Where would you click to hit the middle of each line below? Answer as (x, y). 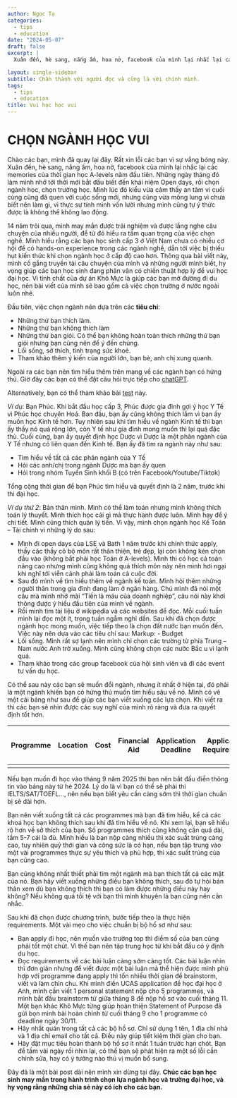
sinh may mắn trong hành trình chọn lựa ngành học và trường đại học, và (116, 1079)
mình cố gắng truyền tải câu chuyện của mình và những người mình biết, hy (117, 263)
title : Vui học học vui (42, 105)
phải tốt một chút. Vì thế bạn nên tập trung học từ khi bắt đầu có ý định (121, 946)
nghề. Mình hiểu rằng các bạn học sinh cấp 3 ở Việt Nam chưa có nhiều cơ (116, 240)
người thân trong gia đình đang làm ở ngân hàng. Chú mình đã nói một (119, 588)
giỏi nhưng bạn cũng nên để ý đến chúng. (78, 343)
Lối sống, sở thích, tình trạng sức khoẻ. (74, 350)
